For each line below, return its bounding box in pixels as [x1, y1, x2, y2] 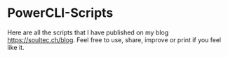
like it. [7, 43, 25, 51]
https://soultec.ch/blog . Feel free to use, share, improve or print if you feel [7, 35, 222, 44]
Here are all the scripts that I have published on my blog [7, 28, 169, 37]
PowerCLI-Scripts [7, 5, 114, 21]
